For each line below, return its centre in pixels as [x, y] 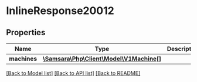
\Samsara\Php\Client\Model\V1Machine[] [102, 59]
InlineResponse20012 [60, 11]
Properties [26, 33]
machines [23, 59]
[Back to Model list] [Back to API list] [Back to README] [73, 73]
